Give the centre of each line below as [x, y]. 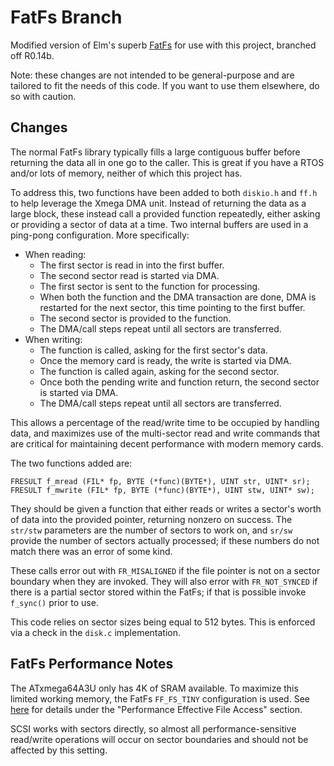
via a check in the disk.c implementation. [96, 632]
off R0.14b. [32, 55]
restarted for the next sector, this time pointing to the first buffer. [172, 307]
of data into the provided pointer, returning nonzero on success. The [151, 519]
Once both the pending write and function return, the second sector [179, 382]
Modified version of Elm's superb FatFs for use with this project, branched [163, 45]
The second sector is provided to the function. [135, 318]
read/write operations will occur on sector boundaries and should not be [159, 739]
